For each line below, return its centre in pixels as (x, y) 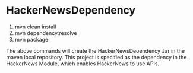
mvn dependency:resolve (46, 33)
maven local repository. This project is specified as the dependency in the (96, 57)
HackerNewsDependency (71, 10)
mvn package (31, 39)
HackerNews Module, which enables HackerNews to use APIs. (83, 64)
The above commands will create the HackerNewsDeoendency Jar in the (96, 50)
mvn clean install (35, 27)
